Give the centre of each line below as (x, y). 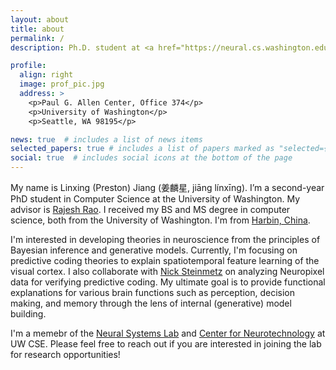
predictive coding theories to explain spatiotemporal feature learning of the (165, 260)
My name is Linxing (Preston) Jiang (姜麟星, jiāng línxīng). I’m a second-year (167, 187)
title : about (37, 29)
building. (28, 314)
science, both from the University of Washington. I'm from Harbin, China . (160, 220)
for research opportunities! (65, 354)
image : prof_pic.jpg (62, 84)
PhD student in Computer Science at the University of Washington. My (155, 199)
